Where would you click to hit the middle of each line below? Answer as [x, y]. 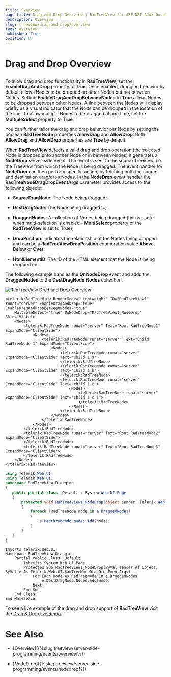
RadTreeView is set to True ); [43, 228]
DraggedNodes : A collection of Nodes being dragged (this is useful [84, 218]
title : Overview [22, 10]
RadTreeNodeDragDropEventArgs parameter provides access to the [78, 182]
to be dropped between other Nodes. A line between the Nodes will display [84, 103]
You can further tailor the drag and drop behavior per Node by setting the [82, 129]
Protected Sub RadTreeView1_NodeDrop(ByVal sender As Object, [91, 567]
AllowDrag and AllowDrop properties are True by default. [66, 140]
